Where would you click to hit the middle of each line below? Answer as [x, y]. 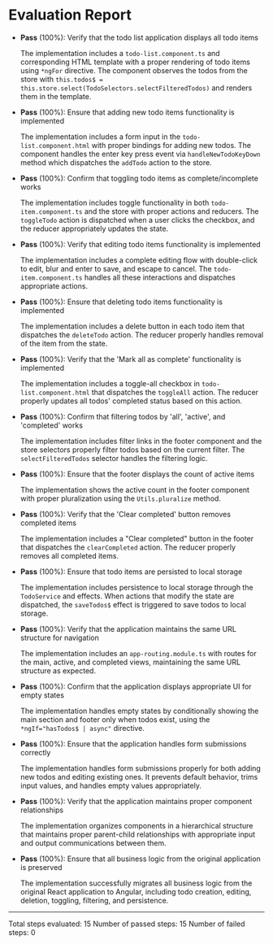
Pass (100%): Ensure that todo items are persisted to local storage [131, 572]
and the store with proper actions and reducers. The [171, 211]
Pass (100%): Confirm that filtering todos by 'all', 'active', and [123, 416]
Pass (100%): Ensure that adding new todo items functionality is [127, 112]
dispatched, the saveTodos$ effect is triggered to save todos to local [133, 604]
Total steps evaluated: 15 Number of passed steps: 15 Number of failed [127, 924]
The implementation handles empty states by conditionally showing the [139, 711]
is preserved [41, 867]
